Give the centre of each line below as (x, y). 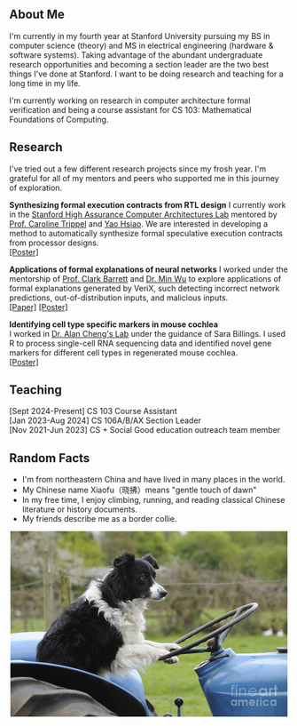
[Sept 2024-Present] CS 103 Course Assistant (93, 411)
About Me (37, 15)
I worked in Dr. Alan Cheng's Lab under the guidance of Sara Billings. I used (148, 333)
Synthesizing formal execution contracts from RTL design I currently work (148, 204)
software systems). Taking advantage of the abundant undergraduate (136, 55)
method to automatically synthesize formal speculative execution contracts (146, 233)
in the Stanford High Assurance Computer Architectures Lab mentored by (143, 214)
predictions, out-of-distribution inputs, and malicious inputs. (119, 298)
